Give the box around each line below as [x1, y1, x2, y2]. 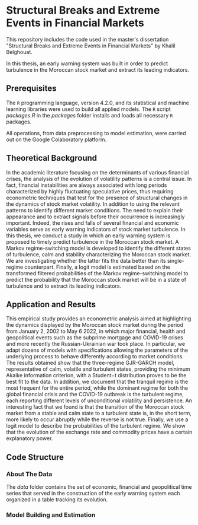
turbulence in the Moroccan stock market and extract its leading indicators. [6, 66, 190, 73]
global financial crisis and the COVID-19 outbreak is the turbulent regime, [6, 391, 184, 398]
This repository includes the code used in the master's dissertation [6, 36, 169, 43]
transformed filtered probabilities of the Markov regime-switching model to [6, 269, 189, 276]
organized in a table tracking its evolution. [6, 496, 108, 503]
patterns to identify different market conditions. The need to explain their [6, 206, 183, 214]
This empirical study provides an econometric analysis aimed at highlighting [6, 315, 191, 322]
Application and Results [6, 299, 96, 309]
